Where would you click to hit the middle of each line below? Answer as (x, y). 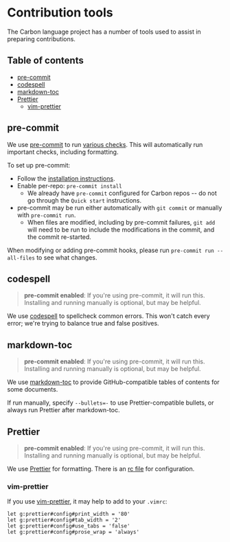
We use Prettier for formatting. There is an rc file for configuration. (101, 469)
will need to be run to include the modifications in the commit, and (121, 229)
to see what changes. (67, 257)
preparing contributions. (41, 38)
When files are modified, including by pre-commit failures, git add (121, 222)
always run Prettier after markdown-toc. (64, 410)
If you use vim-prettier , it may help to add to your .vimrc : (87, 501)
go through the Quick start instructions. (84, 200)
